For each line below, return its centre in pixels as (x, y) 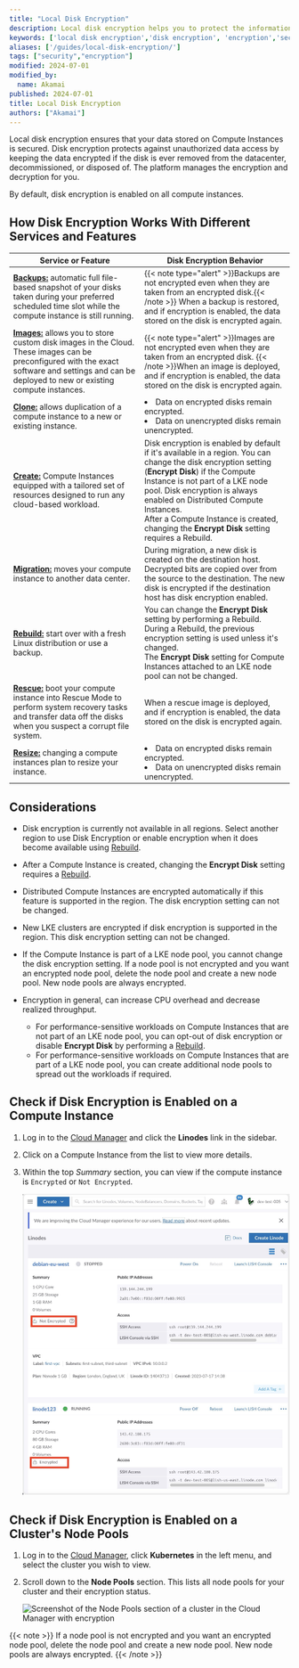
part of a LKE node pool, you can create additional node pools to (154, 1064)
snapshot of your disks (80, 287)
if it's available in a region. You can (207, 452)
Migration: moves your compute (72, 568)
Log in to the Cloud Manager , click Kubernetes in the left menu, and (147, 1556)
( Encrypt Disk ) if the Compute (200, 471)
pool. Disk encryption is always (201, 490)
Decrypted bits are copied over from (210, 568)
